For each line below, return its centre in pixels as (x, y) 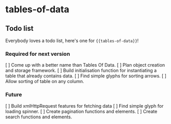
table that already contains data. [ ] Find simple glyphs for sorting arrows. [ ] (86, 76)
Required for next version (38, 54)
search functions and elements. (39, 117)
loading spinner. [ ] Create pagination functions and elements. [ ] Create (81, 111)
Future (14, 95)
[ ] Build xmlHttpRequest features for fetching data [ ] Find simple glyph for (84, 106)
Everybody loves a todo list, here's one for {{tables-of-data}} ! (72, 40)
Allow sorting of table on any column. (45, 81)
